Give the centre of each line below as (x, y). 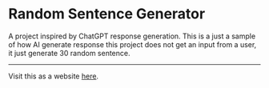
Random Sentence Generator (107, 14)
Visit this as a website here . (53, 76)
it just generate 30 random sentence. (69, 53)
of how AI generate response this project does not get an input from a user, (132, 44)
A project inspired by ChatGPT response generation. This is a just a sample (132, 36)
